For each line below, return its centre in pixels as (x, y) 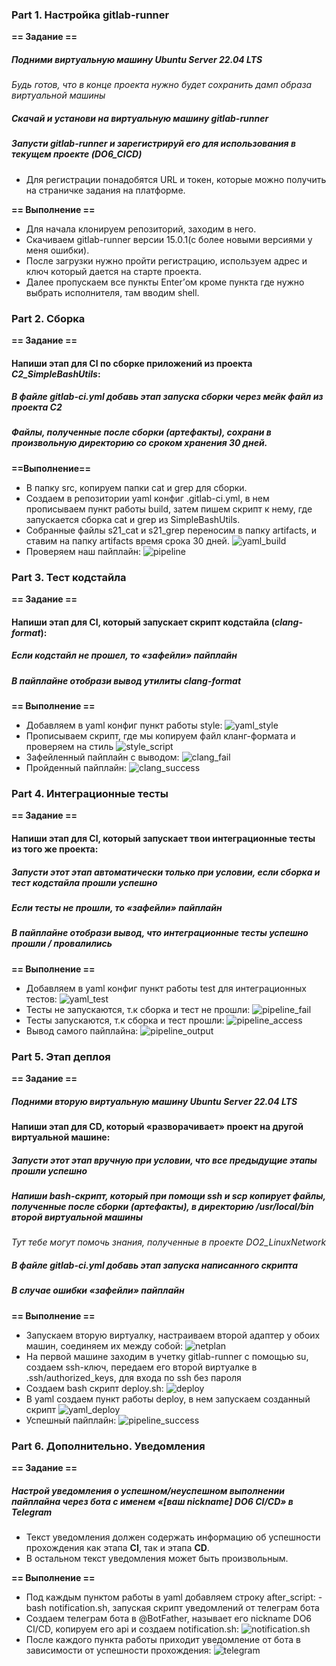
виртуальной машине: (61, 1137)
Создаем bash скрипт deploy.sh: (94, 1388)
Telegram (32, 1512)
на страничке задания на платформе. (105, 190)
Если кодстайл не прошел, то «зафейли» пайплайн (124, 655)
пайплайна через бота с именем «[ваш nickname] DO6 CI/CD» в (152, 1501)
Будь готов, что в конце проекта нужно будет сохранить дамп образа (162, 85)
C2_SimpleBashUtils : (56, 374)
